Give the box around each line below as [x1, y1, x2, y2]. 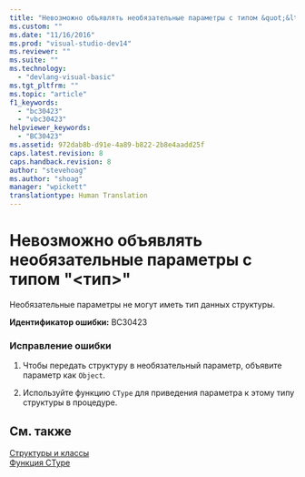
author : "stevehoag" [9, 166, 88, 175]
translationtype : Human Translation [9, 191, 148, 200]
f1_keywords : [9, 97, 59, 107]
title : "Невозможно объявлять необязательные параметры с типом [9, 13, 258, 23]
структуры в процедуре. [22, 397, 118, 408]
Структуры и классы [9, 448, 90, 459]
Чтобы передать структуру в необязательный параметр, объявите [22, 360, 282, 371]
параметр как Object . [22, 370, 106, 381]
